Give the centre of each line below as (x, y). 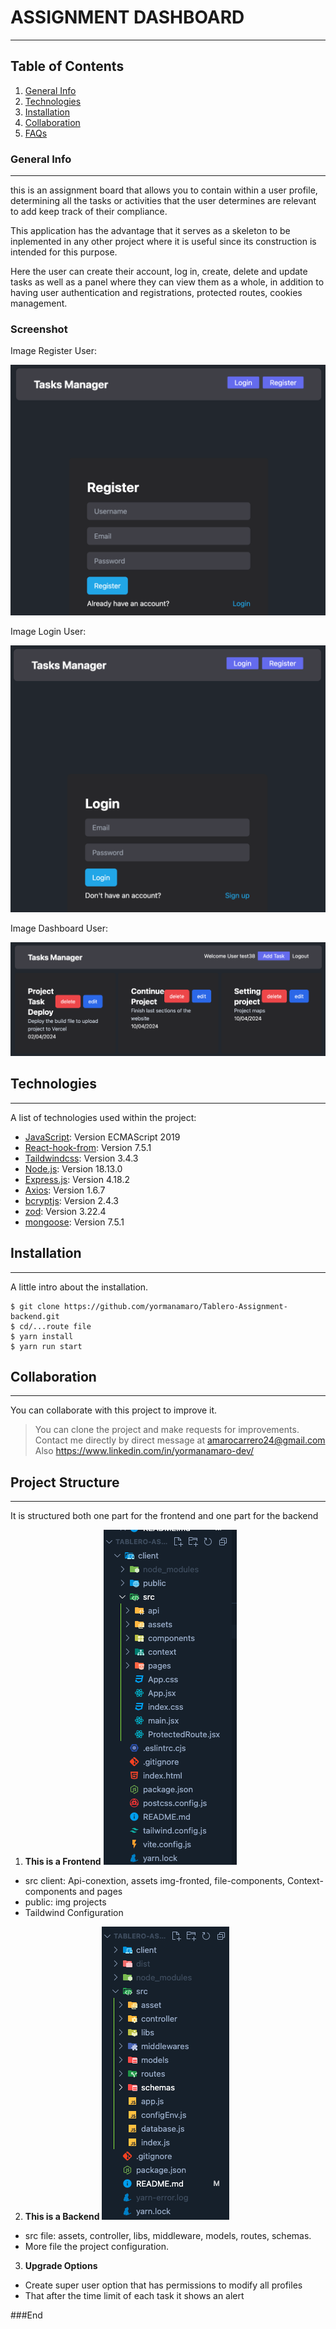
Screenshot (39, 329)
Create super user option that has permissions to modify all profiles (163, 2285)
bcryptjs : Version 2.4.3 (71, 1200)
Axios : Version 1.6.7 (65, 1190)
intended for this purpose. (64, 252)
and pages (100, 1892)
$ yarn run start (46, 1346)
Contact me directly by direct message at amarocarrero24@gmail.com (180, 1440)
